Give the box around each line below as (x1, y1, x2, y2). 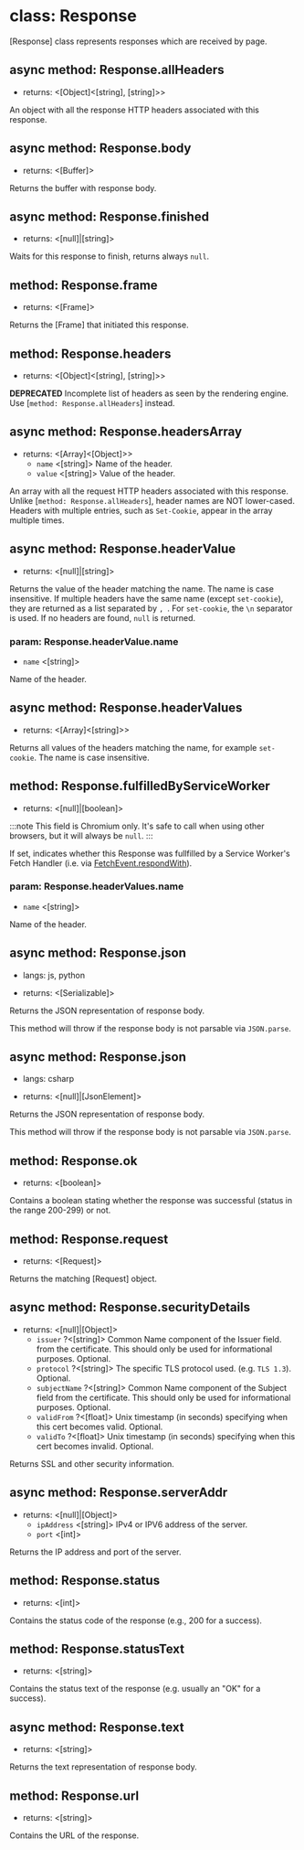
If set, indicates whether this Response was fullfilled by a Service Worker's (9, 848, 290, 859)
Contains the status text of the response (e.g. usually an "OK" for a (9, 1684, 261, 1695)
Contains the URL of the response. (9, 1830, 140, 1841)
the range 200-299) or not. (9, 1204, 111, 1216)
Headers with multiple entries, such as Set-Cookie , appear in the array (9, 505, 273, 516)
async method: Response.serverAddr (9, 1485, 228, 1501)
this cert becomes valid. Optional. (36, 1421, 163, 1432)
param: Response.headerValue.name (9, 635, 179, 647)
